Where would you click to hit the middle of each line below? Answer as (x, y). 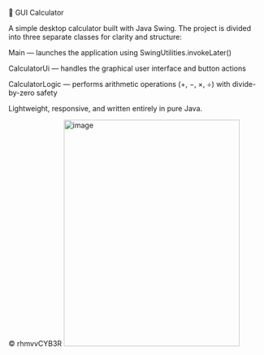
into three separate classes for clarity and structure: (95, 37)
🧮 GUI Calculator (36, 13)
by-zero (22, 93)
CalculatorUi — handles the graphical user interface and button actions (127, 68)
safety (47, 93)
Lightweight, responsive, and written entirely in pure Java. (106, 108)
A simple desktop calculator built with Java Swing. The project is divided (130, 28)
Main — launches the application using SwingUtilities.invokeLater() (120, 52)
